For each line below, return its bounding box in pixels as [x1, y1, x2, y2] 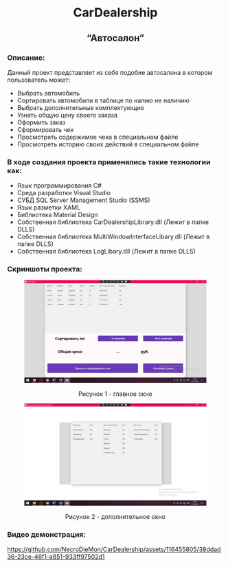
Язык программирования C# [16, 181, 102, 190]
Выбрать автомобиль [16, 89, 80, 97]
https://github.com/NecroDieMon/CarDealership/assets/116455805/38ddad [7, 545, 221, 553]
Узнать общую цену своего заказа [16, 111, 118, 119]
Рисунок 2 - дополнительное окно [65, 512, 166, 520]
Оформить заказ [16, 118, 66, 126]
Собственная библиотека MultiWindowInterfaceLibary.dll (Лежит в [16, 232, 210, 241]
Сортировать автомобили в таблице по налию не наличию [16, 96, 190, 104]
